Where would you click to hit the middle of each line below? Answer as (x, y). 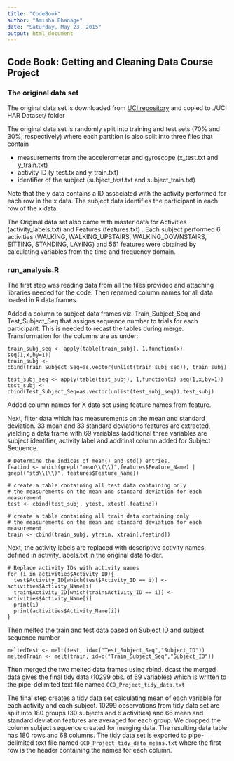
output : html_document (40, 33)
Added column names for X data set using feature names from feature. (109, 405)
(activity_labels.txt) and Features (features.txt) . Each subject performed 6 (114, 229)
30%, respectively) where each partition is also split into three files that (110, 136)
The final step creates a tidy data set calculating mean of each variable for (115, 698)
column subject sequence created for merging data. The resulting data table (117, 728)
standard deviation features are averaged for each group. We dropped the (114, 720)
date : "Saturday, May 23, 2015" (54, 27)
